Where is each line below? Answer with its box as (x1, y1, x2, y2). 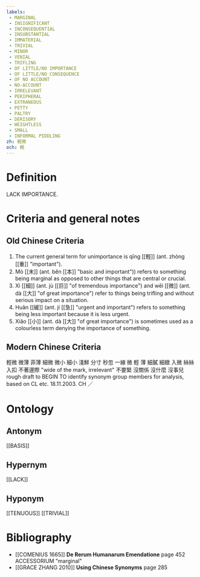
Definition (6, 170, 57, 184)
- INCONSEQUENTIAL (8, 25, 56, 32)
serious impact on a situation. (15, 296, 89, 303)
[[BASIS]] (6, 442, 30, 450)
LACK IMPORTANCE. (6, 191, 59, 198)
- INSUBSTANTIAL (8, 32, 50, 38)
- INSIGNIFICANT (8, 20, 50, 26)
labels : (6, 8, 26, 15)
